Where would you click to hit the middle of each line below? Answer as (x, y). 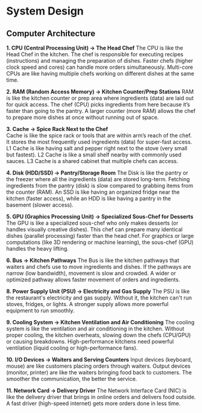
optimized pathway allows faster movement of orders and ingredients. (93, 280)
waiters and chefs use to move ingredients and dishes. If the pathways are (99, 267)
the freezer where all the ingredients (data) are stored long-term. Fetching (98, 179)
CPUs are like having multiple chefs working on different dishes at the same (100, 73)
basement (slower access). (40, 205)
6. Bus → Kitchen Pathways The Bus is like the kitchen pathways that (93, 260)
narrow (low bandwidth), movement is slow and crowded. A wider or (91, 273)
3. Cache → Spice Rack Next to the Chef (57, 129)
